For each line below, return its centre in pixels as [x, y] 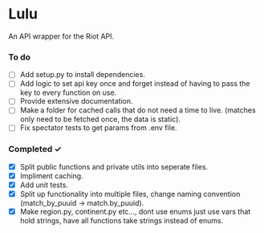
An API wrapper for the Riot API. [61, 36]
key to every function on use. [68, 92]
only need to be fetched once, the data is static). [100, 119]
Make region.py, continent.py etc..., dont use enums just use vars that [135, 212]
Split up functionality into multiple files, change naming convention [130, 194]
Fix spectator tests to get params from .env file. [98, 128]
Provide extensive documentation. [77, 101]
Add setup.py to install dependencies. [83, 75]
